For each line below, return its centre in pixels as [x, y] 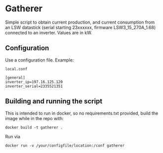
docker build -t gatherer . [34, 127]
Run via [13, 136]
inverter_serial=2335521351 [34, 86]
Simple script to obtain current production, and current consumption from [80, 22]
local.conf [16, 69]
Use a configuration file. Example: [40, 60]
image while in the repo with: [35, 118]
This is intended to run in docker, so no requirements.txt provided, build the [82, 113]
